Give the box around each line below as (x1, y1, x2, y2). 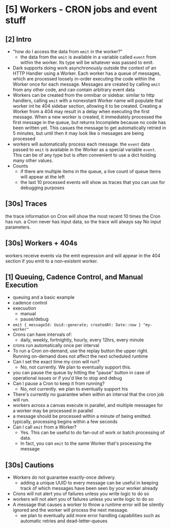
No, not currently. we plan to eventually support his (20, 386, 128, 392)
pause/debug (20, 316, 49, 322)
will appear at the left (20, 174, 65, 180)
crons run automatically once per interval (12, 342, 100, 349)
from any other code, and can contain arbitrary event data (12, 87, 135, 93)
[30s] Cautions (5, 460, 55, 470)
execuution (12, 305, 37, 311)
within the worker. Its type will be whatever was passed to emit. (20, 59, 154, 65)
